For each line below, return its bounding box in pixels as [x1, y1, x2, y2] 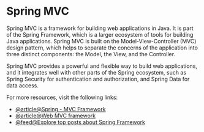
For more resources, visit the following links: [6, 94, 118, 101]
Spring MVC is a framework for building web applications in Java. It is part [6, 24, 194, 32]
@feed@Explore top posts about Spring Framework [15, 118, 146, 126]
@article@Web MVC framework [15, 112, 96, 119]
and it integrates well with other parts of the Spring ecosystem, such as [6, 68, 187, 76]
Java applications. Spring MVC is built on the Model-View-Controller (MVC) [6, 37, 197, 45]
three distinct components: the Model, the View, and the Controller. [6, 50, 176, 57]
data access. [6, 81, 39, 89]
